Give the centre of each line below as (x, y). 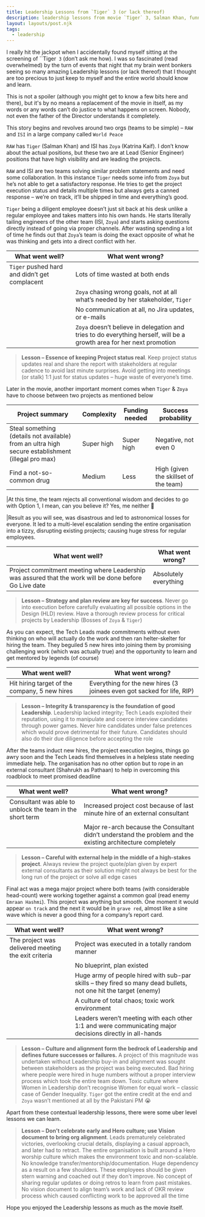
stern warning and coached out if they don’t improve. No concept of (107, 1176)
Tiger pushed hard (36, 267)
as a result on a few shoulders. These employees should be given (103, 1170)
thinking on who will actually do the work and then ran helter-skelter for (96, 638)
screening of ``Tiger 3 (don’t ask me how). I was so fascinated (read (92, 59)
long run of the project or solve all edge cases (79, 877)
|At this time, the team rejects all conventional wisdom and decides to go (98, 500)
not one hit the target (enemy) (118, 991)
